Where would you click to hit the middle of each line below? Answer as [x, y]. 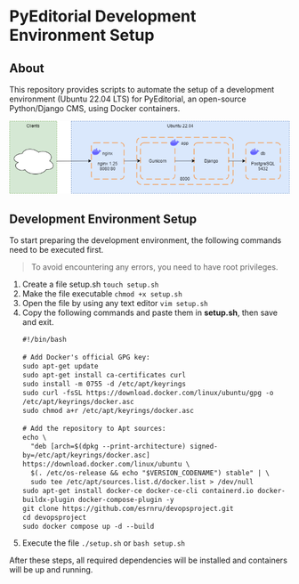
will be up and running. [51, 570]
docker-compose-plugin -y [126, 500]
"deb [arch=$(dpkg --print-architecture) [109, 447]
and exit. [38, 322]
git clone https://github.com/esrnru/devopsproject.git [128, 509]
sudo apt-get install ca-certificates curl [104, 376]
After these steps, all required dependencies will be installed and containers [148, 560]
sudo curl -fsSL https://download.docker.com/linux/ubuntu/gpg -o [148, 393]
